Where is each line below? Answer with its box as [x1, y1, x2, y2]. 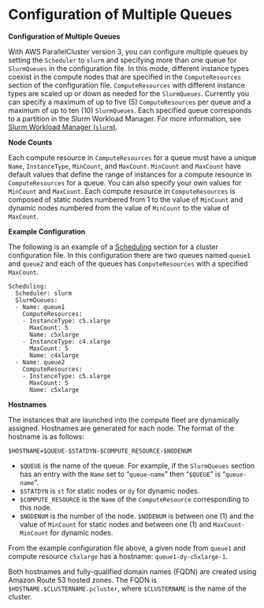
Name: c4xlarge [28, 351, 80, 360]
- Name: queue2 [15, 358, 65, 366]
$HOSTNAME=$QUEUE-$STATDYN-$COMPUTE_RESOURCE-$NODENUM [8, 447, 192, 455]
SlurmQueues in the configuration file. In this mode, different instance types [8, 63, 250, 73]
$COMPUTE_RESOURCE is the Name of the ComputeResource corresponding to [19, 494, 250, 504]
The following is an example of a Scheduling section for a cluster [8, 242, 219, 252]
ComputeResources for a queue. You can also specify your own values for [8, 177, 242, 187]
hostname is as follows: [8, 431, 85, 441]
